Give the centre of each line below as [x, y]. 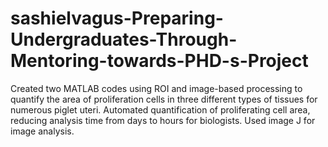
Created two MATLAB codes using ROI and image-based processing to [156, 88]
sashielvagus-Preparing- [117, 18]
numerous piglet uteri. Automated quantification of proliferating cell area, [160, 109]
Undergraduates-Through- [124, 39]
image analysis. [42, 131]
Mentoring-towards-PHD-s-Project [159, 61]
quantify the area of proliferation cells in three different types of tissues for [164, 99]
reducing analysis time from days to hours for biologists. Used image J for [163, 120]
